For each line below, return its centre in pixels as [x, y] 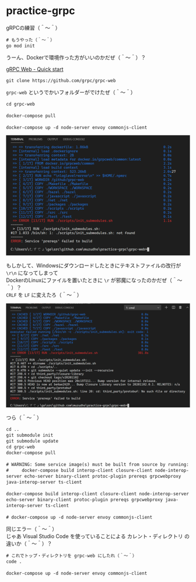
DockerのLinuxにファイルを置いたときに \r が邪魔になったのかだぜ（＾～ [94, 280]
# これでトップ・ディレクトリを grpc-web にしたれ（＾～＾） [71, 556]
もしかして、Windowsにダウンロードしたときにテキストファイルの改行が [94, 266]
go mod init [20, 46]
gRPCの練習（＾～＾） [33, 28]
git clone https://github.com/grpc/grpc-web [61, 80]
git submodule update [32, 441]
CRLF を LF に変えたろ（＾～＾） [44, 295]
